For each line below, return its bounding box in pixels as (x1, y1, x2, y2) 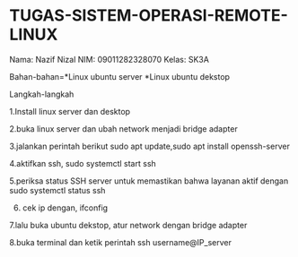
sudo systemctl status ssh (9, 184, 106, 195)
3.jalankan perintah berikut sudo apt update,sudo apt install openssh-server (9, 141, 290, 151)
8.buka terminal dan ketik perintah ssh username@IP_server (9, 236, 232, 247)
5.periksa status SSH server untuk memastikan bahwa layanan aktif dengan (9, 176, 289, 186)
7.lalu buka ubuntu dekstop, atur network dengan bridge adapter (9, 219, 248, 230)
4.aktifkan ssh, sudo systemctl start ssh (9, 158, 157, 168)
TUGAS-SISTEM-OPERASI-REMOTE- (9, 5, 289, 26)
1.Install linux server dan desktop (9, 106, 131, 116)
